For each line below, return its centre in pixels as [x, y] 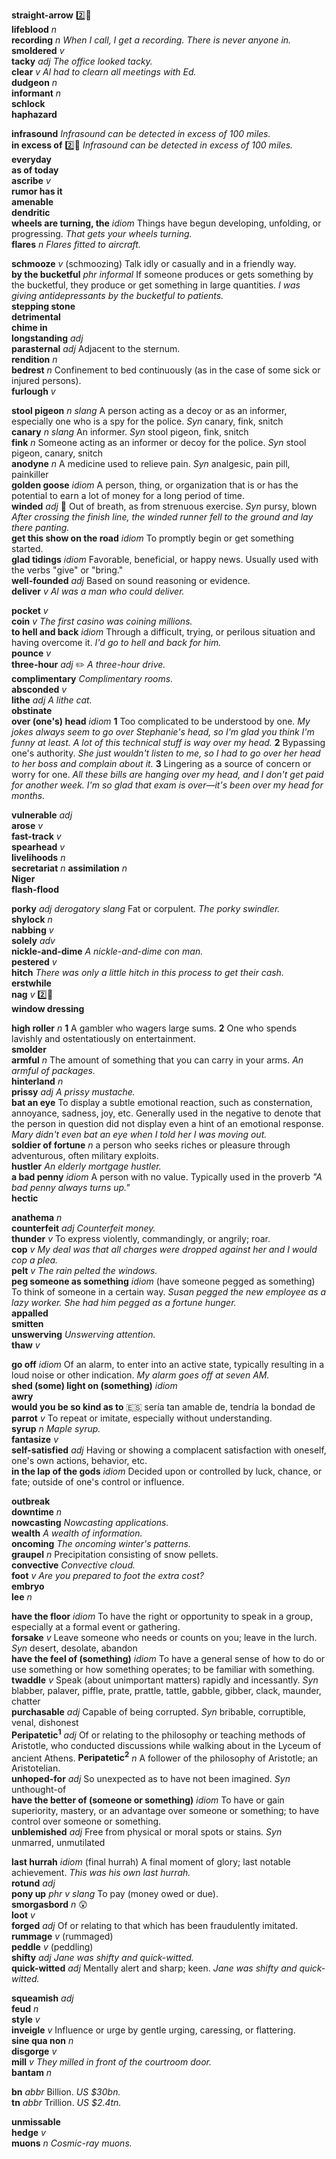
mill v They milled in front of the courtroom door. [112, 2062]
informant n [36, 93]
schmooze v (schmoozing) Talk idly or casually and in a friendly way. [154, 263]
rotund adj [33, 1883]
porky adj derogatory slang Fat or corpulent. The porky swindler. [146, 908]
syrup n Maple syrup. [56, 1428]
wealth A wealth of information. [77, 1533]
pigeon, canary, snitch [57, 453]
